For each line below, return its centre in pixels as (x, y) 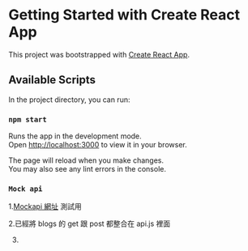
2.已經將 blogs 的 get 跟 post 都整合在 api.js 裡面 (90, 223)
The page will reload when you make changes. (86, 160)
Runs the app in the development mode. (75, 136)
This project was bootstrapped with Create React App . (99, 54)
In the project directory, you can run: (69, 100)
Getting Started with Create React (124, 15)
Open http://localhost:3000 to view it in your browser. (98, 145)
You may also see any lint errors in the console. (87, 169)
